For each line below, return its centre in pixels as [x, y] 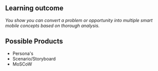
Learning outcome [34, 8]
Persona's [23, 53]
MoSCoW [22, 64]
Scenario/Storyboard [34, 58]
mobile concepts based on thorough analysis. [52, 25]
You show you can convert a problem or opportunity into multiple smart [79, 20]
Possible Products [34, 41]
